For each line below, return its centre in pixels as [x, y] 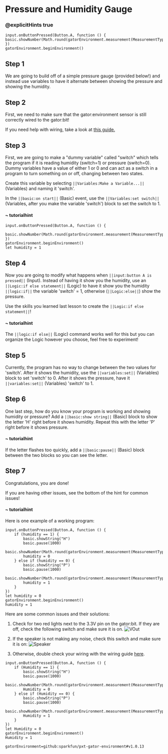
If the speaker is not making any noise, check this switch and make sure [86, 639]
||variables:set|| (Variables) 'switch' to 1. [49, 383]
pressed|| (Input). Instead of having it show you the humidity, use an [76, 280]
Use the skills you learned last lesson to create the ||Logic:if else [74, 306]
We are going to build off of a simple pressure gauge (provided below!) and [83, 76]
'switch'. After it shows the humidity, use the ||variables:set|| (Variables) [82, 372]
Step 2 [15, 102]
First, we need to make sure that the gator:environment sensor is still [76, 114]
